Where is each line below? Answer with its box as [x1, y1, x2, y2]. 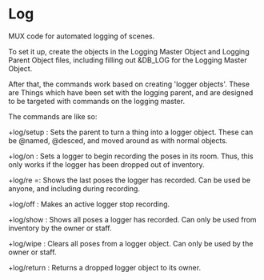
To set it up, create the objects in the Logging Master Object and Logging [8, 46, 250, 56]
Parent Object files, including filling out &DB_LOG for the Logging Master [8, 55, 247, 65]
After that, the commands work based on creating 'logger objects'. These [8, 79, 250, 89]
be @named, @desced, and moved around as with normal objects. [8, 135, 228, 145]
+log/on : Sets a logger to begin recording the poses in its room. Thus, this [8, 151, 254, 161]
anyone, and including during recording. [8, 183, 140, 193]
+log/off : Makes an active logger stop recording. [8, 199, 170, 209]
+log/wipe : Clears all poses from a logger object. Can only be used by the [8, 238, 254, 248]
